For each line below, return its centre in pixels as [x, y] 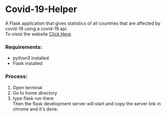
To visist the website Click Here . [39, 34]
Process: [16, 77]
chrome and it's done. [35, 109]
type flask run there [33, 98]
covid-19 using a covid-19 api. [36, 28]
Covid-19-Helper [41, 9]
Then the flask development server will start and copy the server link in [87, 103]
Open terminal [27, 87]
